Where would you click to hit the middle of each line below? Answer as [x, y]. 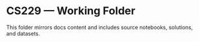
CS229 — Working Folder [71, 11]
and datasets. [23, 33]
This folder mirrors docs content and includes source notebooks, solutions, [99, 27]
